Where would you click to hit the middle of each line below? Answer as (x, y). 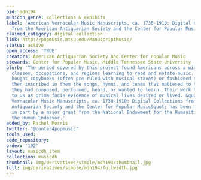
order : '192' (22, 145)
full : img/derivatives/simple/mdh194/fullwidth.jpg (72, 168)
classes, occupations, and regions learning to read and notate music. (103, 73)
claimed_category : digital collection (54, 34)
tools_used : (21, 135)
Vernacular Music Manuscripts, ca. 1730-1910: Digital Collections (98, 101)
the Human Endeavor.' (39, 118)
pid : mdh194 (21, 12)
